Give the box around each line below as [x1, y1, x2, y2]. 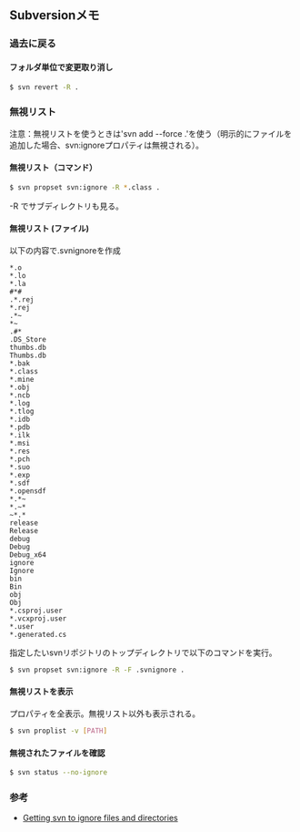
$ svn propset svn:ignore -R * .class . [9, 182, 161, 192]
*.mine [9, 375, 35, 384]
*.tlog [9, 406, 35, 416]
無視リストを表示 [9, 686, 74, 697]
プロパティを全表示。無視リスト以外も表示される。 [9, 708, 201, 719]
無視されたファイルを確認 [9, 747, 105, 758]
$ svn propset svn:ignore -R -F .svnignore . [9, 665, 185, 674]
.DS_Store [9, 334, 47, 344]
